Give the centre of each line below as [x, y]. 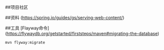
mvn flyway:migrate [25, 43]
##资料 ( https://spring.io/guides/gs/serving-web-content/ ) [65, 18]
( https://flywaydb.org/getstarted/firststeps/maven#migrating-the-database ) [82, 34]
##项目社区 [17, 7]
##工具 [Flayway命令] [27, 28]
